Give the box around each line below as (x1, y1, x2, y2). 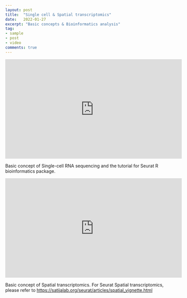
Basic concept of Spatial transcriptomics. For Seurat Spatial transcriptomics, (5, 281, 164, 288)
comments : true (5, 45, 37, 50)
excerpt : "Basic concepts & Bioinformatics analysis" (5, 21, 121, 27)
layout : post (5, 7, 33, 13)
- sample (5, 31, 24, 36)
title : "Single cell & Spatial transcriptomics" (5, 12, 112, 17)
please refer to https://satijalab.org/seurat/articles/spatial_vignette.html (5, 287, 153, 293)
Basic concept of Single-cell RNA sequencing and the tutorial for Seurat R (5, 163, 159, 169)
